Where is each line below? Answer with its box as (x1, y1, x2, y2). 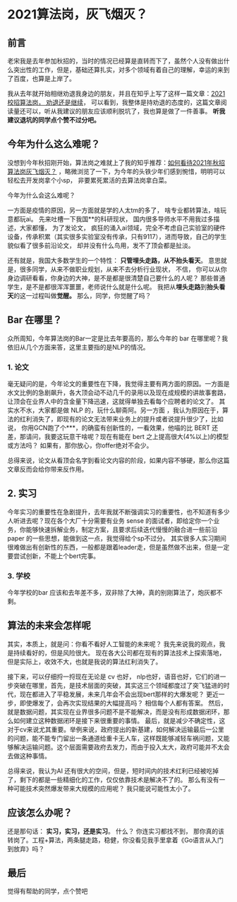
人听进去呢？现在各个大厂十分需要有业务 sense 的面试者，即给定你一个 (7, 516, 214, 525)
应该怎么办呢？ (7, 807, 73, 819)
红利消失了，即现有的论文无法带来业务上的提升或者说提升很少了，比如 (19, 414, 224, 423)
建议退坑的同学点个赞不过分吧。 (7, 116, 100, 124)
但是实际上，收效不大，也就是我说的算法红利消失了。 (7, 657, 162, 666)
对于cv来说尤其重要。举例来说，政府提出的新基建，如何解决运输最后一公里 (7, 725, 224, 734)
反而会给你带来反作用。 (19, 464, 88, 473)
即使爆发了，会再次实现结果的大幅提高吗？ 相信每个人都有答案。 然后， (19, 698, 227, 707)
